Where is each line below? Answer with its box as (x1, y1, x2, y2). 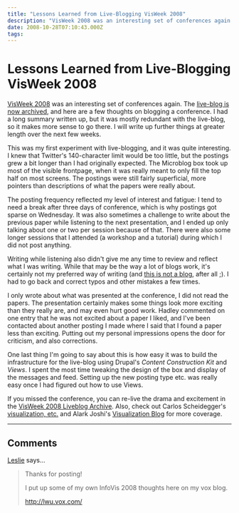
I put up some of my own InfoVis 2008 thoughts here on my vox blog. (24, 484, 228, 492)
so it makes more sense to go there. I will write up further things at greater (7, 123, 225, 131)
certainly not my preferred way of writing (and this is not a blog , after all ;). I (7, 270, 229, 279)
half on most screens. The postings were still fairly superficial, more (7, 174, 206, 182)
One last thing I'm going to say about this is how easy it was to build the (7, 351, 218, 359)
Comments (7, 437, 58, 449)
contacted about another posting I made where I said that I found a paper (7, 321, 222, 330)
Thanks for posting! (24, 470, 83, 478)
